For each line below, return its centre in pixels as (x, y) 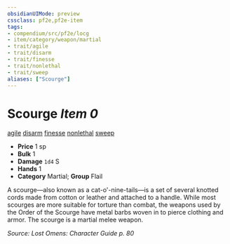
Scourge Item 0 (53, 114)
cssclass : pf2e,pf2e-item (45, 20)
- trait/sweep (28, 72)
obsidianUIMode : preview (43, 14)
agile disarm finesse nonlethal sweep (61, 133)
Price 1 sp (32, 147)
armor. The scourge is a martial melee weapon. (75, 220)
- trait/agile (28, 46)
